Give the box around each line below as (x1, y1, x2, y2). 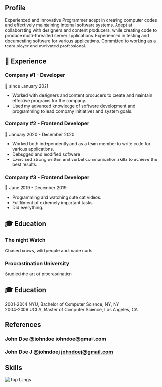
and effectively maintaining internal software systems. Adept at (5, 22, 133, 28)
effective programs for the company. (12, 97, 87, 103)
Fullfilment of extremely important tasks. (12, 200, 94, 205)
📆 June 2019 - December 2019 (5, 185, 67, 191)
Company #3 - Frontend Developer (5, 174, 90, 181)
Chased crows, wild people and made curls (5, 248, 93, 253)
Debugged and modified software (12, 151, 81, 157)
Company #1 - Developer (5, 72, 65, 79)
